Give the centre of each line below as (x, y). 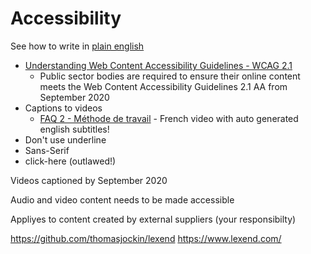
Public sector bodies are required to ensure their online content (170, 76)
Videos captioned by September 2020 (89, 180)
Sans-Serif (47, 150)
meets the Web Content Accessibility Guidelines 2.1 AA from (163, 86)
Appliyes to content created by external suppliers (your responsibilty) (153, 219)
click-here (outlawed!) (70, 161)
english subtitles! (74, 129)
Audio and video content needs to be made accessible (122, 199)
